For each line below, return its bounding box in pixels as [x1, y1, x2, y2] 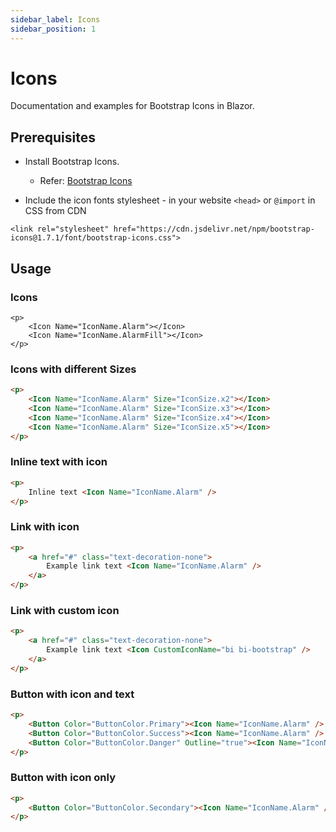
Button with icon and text [10, 687, 135, 701]
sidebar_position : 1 [10, 24, 97, 34]
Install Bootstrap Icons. [24, 156, 120, 168]
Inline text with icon [10, 455, 108, 469]
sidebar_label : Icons [10, 14, 101, 25]
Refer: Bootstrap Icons [39, 175, 133, 187]
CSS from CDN [24, 205, 87, 217]
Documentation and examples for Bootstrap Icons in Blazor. [10, 100, 255, 112]
